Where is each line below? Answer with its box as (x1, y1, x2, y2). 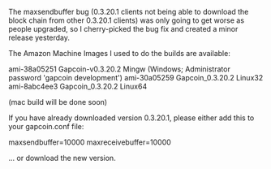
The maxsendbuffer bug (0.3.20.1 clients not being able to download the (8, 7, 249, 16)
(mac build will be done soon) (8, 97, 108, 106)
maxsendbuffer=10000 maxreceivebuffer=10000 (8, 137, 172, 147)
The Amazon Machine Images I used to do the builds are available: (8, 49, 231, 58)
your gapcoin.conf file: (8, 122, 84, 131)
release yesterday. (8, 32, 71, 42)
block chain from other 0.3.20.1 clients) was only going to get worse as (8, 15, 245, 25)
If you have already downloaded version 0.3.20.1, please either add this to (8, 113, 255, 123)
